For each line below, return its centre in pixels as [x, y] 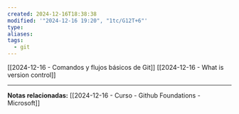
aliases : [20, 34]
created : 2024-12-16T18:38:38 [52, 14]
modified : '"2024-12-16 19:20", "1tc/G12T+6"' [78, 21]
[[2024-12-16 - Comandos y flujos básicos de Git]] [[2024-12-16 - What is [116, 67]
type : [15, 27]
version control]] [32, 75]
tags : [15, 41]
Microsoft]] [24, 103]
